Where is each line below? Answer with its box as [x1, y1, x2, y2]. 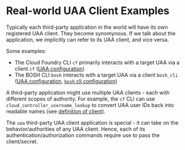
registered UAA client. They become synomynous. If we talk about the [6, 29, 176, 36]
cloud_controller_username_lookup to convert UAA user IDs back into [6, 101, 174, 108]
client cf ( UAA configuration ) [14, 65, 85, 72]
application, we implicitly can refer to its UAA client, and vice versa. [6, 36, 169, 43]
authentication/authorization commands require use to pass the [6, 131, 160, 139]
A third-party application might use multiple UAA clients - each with [6, 89, 170, 96]
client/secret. [6, 138, 38, 145]
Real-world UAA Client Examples [6, 4, 170, 18]
